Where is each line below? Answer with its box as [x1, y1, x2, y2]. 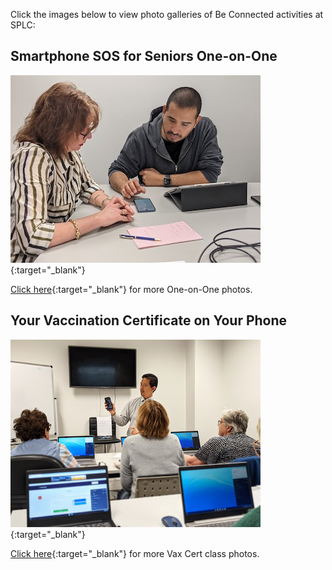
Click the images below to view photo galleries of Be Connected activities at [10, 9, 324, 20]
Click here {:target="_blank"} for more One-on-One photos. [10, 283, 253, 295]
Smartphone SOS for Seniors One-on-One [10, 48, 278, 65]
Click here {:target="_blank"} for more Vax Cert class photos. [10, 547, 260, 559]
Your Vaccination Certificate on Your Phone [10, 312, 288, 329]
